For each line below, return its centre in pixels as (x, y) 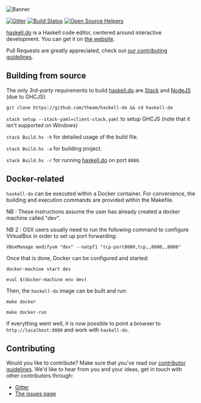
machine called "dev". (33, 218)
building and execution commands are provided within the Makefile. (90, 200)
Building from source (46, 76)
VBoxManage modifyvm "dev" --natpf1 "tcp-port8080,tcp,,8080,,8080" (94, 247)
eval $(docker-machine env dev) (46, 279)
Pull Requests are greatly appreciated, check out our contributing (87, 50)
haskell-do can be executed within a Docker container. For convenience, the (101, 193)
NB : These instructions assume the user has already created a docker (93, 211)
